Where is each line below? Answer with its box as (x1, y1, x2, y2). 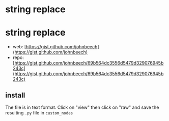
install (5, 90, 25, 100)
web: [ (12, 44, 26, 50)
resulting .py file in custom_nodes (5, 109, 73, 115)
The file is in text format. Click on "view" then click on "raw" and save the (5, 104, 159, 110)
